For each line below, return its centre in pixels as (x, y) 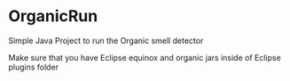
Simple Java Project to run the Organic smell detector (106, 40)
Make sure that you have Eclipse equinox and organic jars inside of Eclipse (145, 57)
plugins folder (34, 67)
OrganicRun (53, 16)
